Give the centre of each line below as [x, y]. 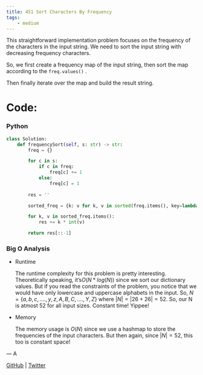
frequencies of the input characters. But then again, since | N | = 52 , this [104, 336]
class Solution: [27, 139]
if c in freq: [56, 167]
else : [45, 178]
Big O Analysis [28, 249]
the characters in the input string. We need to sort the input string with [94, 47]
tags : [13, 18]
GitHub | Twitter [26, 365]
